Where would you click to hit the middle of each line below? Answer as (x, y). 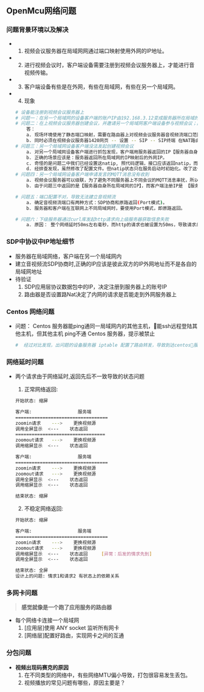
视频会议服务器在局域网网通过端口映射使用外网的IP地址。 (96, 51)
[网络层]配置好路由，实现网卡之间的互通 (74, 635)
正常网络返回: (41, 390)
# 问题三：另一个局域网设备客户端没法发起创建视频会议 (74, 146)
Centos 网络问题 (30, 312)
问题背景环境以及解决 (37, 30)
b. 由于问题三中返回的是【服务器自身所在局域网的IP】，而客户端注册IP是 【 (108, 186)
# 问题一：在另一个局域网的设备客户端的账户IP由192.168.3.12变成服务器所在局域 (105, 118)
